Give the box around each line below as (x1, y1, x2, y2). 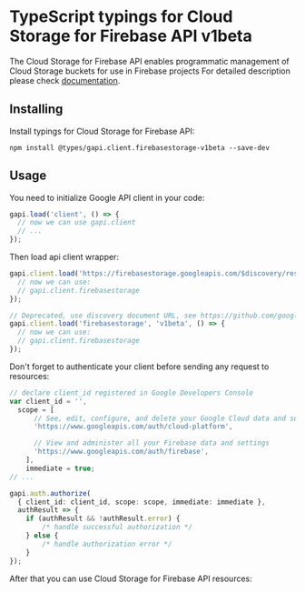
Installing (9, 102, 64, 117)
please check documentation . (9, 75, 121, 85)
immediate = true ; (25, 464, 95, 473)
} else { (25, 531, 59, 540)
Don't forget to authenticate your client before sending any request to (9, 361, 270, 372)
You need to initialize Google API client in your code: (9, 192, 205, 203)
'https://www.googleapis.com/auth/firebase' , (33, 447, 209, 457)
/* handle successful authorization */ (42, 523, 193, 532)
